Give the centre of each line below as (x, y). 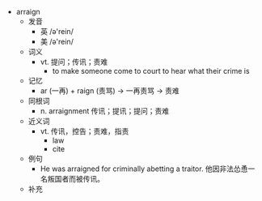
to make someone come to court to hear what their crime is (151, 71)
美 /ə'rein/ (57, 41)
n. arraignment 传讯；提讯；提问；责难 (105, 111)
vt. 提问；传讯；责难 (74, 62)
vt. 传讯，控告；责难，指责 (85, 131)
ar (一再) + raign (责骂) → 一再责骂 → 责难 (110, 91)
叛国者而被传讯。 (76, 179)
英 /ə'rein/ (57, 31)
